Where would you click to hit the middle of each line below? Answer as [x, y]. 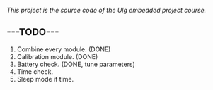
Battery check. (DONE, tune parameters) [76, 64]
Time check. [35, 71]
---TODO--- [33, 32]
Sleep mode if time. [45, 79]
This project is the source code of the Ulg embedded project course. [106, 10]
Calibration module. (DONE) [57, 56]
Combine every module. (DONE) [64, 49]
